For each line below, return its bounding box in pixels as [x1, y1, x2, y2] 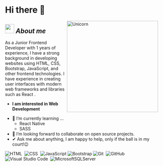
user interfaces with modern [5, 81, 62, 87]
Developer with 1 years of [5, 45, 56, 51]
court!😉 [12, 141, 29, 147]
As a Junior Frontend [5, 40, 47, 45]
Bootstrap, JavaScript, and [5, 66, 58, 71]
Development [12, 106, 40, 111]
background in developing [5, 55, 57, 61]
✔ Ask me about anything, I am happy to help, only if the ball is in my [12, 136, 149, 142]
